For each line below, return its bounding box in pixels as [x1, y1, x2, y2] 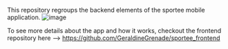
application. [7, 13, 41, 21]
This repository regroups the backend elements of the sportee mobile [7, 6, 205, 14]
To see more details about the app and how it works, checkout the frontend [7, 27, 222, 35]
